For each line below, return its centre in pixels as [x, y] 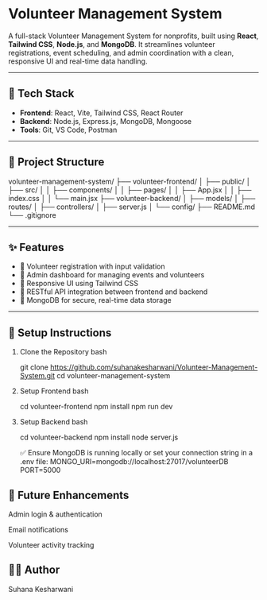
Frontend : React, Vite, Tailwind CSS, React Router [101, 113]
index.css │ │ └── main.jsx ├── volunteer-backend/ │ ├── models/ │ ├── [132, 198]
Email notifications [39, 530]
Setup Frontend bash [54, 391]
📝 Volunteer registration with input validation [92, 266]
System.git [37, 376]
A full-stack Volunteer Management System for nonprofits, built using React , [133, 36]
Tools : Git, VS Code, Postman [68, 130]
